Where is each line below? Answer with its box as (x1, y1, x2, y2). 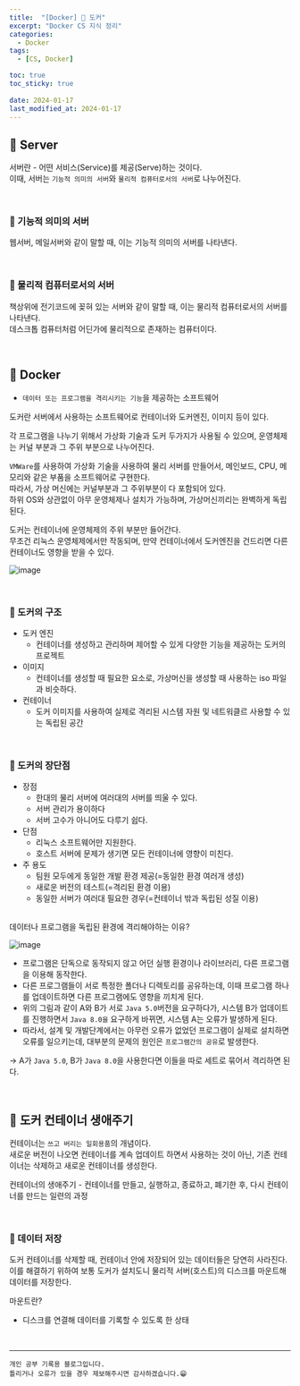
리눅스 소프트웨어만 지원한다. (35, 838, 137, 848)
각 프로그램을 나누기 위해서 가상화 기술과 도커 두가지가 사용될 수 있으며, (9, 430, 257, 441)
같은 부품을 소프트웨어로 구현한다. (32, 472, 150, 482)
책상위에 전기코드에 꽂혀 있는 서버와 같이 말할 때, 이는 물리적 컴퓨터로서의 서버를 (9, 301, 288, 311)
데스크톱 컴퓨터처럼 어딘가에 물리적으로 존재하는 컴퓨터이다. (9, 323, 217, 334)
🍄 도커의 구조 (9, 606, 62, 618)
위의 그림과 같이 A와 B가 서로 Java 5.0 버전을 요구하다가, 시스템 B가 (21, 1003, 258, 1014)
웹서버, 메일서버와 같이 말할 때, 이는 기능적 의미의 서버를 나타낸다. (9, 237, 238, 248)
